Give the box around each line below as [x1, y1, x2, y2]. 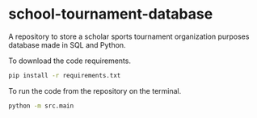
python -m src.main [8, 102, 74, 110]
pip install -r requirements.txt [8, 71, 121, 79]
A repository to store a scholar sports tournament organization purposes [8, 32, 250, 41]
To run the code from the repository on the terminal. [8, 86, 182, 95]
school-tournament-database [8, 5, 213, 23]
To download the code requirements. [8, 56, 132, 65]
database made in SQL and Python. [8, 40, 127, 49]
